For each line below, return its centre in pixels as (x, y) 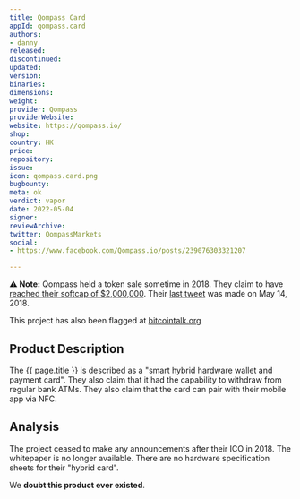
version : (26, 76)
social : (24, 243)
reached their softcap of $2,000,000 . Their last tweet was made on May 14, (149, 294)
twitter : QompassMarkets (56, 234)
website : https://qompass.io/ (66, 126)
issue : (21, 168)
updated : (26, 68)
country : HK (31, 142)
